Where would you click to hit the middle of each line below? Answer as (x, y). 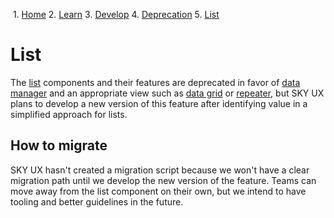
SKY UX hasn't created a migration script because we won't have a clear (160, 170)
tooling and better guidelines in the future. (97, 201)
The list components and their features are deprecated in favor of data (155, 82)
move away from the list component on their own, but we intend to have (158, 191)
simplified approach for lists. (69, 114)
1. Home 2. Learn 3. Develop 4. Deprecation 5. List (116, 14)
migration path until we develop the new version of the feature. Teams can (163, 180)
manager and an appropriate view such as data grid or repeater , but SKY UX (167, 93)
